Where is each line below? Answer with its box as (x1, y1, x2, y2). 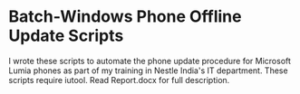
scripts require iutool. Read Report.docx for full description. (8, 74, 230, 85)
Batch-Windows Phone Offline (8, 6, 242, 27)
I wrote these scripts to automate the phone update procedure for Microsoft (8, 55, 292, 66)
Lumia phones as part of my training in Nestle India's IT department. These (8, 65, 288, 76)
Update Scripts (8, 25, 124, 46)
